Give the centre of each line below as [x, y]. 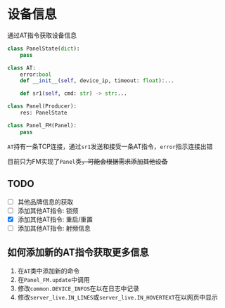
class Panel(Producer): [42, 106]
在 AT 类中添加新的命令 [49, 271]
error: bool [36, 75]
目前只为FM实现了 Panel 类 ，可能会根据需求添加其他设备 [88, 161]
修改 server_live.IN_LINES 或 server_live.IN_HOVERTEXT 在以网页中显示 [117, 297]
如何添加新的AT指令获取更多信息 [78, 253]
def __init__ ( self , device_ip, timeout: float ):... [97, 81]
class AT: [22, 68]
